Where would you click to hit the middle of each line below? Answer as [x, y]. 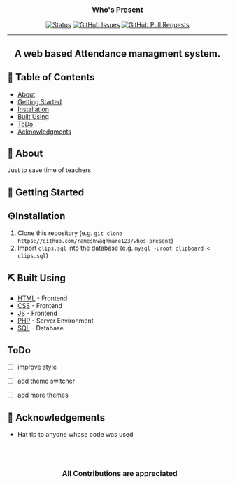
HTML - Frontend [42, 298]
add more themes [43, 395]
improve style [37, 367]
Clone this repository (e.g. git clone [70, 233]
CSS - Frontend [40, 306]
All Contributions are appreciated [120, 474]
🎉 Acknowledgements [56, 417]
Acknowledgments [44, 132]
